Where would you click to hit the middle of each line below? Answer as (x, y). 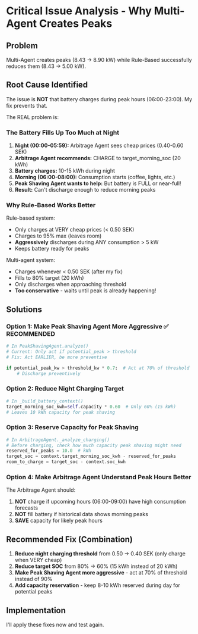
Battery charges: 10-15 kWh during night (65, 171)
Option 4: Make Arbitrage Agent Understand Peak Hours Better (99, 477)
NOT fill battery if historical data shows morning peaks (81, 514)
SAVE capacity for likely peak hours (58, 521)
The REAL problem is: (33, 117)
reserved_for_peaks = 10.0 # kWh (49, 451)
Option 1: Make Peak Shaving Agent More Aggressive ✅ (87, 326)
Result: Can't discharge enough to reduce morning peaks (85, 190)
